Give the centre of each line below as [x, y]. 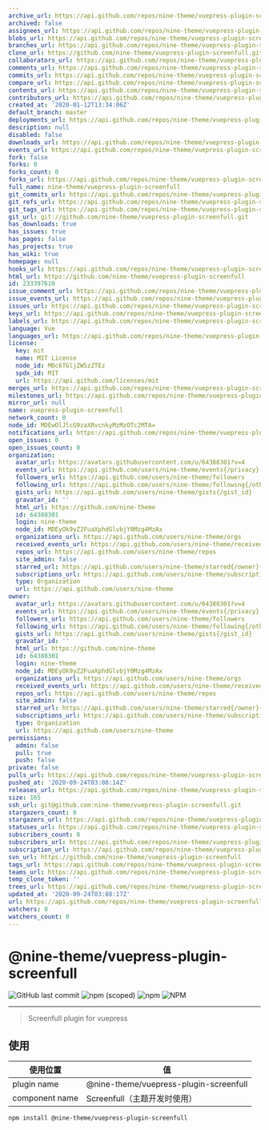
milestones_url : [35, 396]
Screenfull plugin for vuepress [78, 1019]
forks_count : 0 [34, 172]
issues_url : [28, 306]
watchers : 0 [28, 909]
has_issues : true [37, 232]
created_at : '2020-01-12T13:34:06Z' [69, 105]
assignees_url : [34, 30]
